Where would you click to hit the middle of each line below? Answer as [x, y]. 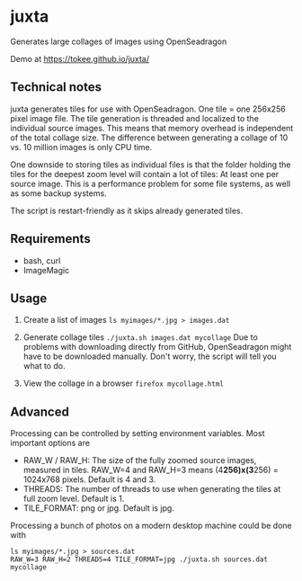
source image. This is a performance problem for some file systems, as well [151, 183]
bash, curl [42, 260]
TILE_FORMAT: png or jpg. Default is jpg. [98, 508]
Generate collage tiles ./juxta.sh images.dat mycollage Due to [141, 337]
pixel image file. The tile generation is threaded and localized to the [135, 118]
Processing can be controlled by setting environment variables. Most [138, 434]
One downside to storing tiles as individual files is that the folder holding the [151, 165]
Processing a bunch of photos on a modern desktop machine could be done [151, 526]
